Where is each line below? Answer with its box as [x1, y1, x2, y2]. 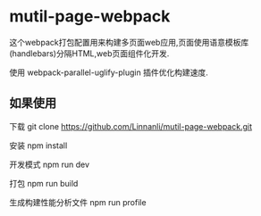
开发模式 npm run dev [9, 159, 90, 170]
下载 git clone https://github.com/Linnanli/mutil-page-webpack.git [9, 120, 253, 131]
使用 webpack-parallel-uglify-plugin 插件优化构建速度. [9, 67, 208, 78]
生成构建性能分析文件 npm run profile [9, 196, 147, 207]
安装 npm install [9, 140, 68, 151]
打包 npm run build [9, 178, 79, 188]
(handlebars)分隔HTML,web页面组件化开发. [9, 47, 170, 59]
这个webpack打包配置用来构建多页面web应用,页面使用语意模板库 [9, 37, 249, 47]
